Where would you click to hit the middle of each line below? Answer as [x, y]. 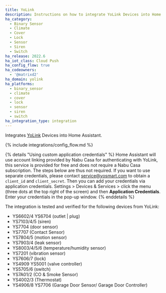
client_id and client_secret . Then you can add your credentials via [75, 181]
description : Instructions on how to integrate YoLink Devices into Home [83, 14]
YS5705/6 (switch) [32, 269]
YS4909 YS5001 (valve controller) [47, 264]
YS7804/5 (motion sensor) [40, 237]
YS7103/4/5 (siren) [32, 221]
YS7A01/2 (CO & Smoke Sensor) [45, 274]
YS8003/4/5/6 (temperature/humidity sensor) [59, 248]
